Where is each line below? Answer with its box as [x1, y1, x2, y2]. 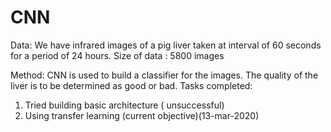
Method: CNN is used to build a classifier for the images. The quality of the [10, 69, 319, 81]
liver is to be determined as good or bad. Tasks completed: [10, 79, 253, 91]
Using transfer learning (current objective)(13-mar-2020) [24, 109, 260, 121]
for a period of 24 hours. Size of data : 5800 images [10, 49, 225, 61]
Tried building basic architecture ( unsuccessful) [24, 99, 225, 111]
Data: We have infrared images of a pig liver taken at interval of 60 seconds [10, 39, 322, 51]
